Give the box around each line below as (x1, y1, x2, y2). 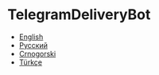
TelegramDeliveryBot (7, 6, 151, 24)
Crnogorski (18, 49, 56, 58)
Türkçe (18, 57, 43, 67)
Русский (18, 40, 48, 49)
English (18, 32, 44, 41)
